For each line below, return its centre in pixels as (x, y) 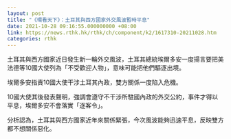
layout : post (26, 13)
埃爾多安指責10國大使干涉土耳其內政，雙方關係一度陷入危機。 (95, 82)
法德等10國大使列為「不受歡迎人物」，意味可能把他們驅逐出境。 (96, 68)
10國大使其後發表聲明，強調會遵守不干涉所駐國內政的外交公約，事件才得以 (113, 97)
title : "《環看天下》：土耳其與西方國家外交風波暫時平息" (78, 20)
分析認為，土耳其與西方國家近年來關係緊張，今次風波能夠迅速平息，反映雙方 (115, 120)
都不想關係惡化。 (31, 129)
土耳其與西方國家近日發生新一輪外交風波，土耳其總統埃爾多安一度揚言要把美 (115, 60)
